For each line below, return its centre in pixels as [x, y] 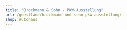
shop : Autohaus [21, 19]
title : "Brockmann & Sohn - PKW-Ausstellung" [54, 10]
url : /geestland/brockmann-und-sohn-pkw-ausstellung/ [64, 15]
